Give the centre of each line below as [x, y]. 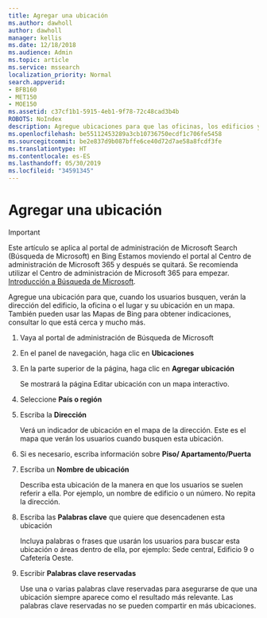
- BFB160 [23, 89]
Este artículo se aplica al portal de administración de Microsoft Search [123, 247]
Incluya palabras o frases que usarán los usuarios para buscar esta [130, 541]
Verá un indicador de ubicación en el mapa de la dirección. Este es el [133, 429]
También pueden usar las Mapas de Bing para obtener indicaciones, [120, 313]
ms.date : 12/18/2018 [43, 45]
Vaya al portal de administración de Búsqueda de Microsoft [117, 337]
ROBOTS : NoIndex [35, 119]
